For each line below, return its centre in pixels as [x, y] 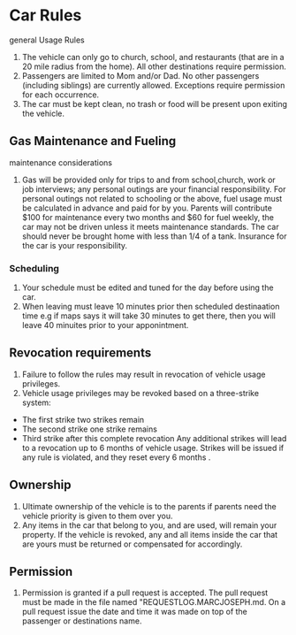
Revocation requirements [80, 353]
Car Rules [46, 15]
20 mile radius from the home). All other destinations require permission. [154, 66]
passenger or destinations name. [82, 621]
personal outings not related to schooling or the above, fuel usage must [152, 198]
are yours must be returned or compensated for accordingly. [132, 544]
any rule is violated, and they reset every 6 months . [116, 457]
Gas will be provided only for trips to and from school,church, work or [148, 180]
